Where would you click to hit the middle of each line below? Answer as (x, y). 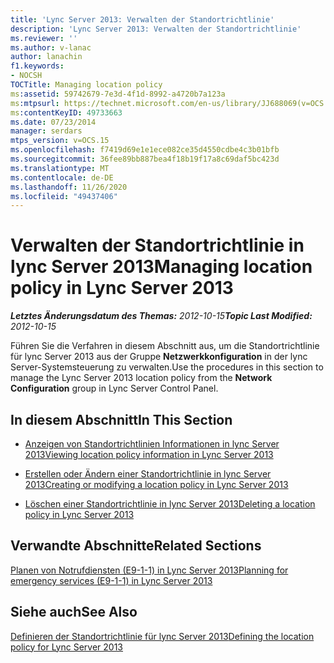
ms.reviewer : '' (44, 38)
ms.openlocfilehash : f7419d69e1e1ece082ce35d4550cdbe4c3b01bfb (145, 150)
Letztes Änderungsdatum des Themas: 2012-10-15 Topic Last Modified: (161, 316)
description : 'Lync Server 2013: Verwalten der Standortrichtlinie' (156, 29)
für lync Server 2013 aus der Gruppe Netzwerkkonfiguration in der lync (159, 357)
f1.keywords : (37, 66)
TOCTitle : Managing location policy (86, 85)
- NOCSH (26, 76)
